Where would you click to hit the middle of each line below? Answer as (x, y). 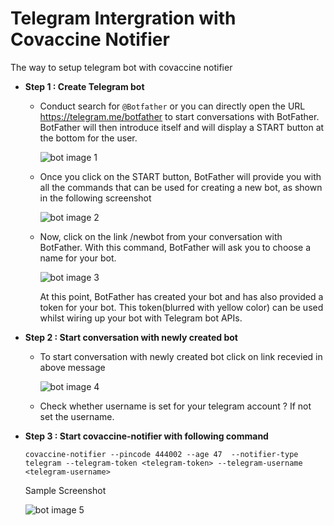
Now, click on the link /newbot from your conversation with (161, 236)
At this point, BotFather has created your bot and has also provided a (181, 296)
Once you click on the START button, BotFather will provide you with (180, 176)
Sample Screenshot (65, 490)
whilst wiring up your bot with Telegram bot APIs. (141, 318)
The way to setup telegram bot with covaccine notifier (121, 67)
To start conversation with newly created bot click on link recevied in (181, 356)
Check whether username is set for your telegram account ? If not (175, 406)
